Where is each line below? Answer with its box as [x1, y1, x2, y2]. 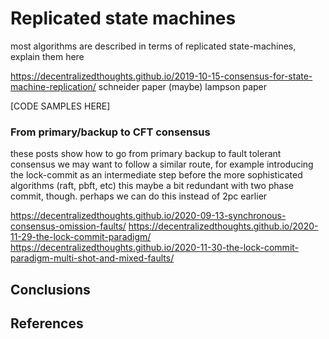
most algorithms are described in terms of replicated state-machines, [10, 40, 297, 52]
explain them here [10, 50, 85, 62]
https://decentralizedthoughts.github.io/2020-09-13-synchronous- [10, 210, 287, 222]
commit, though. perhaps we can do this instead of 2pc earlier [10, 190, 268, 202]
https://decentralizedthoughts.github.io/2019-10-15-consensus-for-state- [10, 70, 313, 82]
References [10, 315, 84, 332]
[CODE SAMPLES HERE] [10, 100, 111, 112]
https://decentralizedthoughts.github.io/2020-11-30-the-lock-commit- [10, 242, 300, 254]
